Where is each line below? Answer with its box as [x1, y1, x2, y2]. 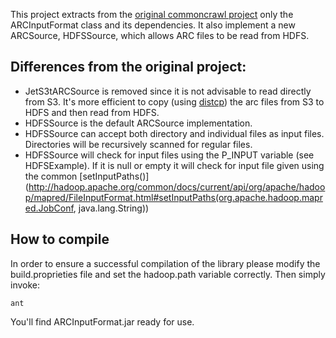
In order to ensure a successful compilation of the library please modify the [10, 257, 321, 269]
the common [24, 170, 78, 182]
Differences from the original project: [10, 59, 247, 76]
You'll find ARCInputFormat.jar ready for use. [10, 315, 195, 328]
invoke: [10, 279, 41, 291]
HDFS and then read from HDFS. [24, 106, 160, 118]
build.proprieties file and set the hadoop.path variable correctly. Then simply [10, 268, 326, 280]
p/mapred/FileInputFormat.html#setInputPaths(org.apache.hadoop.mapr [24, 191, 323, 203]
